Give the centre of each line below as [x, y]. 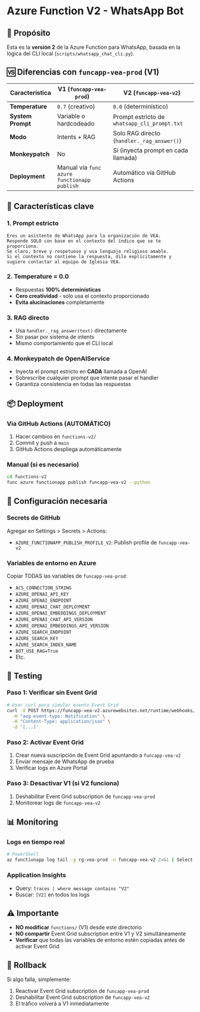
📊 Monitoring [33, 822]
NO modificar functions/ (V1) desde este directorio [78, 928]
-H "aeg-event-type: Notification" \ [59, 716]
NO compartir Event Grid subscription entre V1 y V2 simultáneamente [101, 934]
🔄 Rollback [27, 965]
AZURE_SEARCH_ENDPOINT [43, 632]
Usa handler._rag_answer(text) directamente [71, 331]
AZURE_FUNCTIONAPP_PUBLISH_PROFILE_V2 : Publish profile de [86, 542]
